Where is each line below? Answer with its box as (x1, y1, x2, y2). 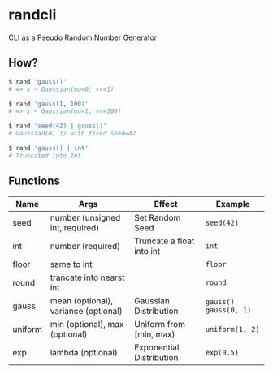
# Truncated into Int (8, 152, 82, 160)
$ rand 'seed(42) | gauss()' (8, 122, 107, 131)
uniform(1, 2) (205, 325, 260, 333)
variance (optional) (50, 305, 123, 316)
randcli (8, 6, 57, 24)
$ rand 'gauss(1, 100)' (8, 100, 89, 108)
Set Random (133, 212, 181, 223)
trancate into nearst (50, 272, 125, 283)
